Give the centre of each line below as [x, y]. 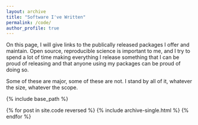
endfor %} [19, 117]
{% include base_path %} [37, 99]
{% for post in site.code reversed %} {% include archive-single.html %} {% [98, 110]
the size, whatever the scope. [42, 88]
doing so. [17, 70]
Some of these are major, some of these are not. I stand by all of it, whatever [99, 81]
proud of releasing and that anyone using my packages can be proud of [93, 64]
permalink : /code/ [29, 22]
